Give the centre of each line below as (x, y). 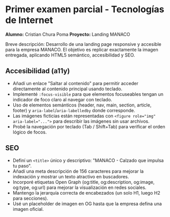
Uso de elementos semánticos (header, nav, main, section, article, (82, 105)
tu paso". (22, 166)
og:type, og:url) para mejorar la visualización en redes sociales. (79, 187)
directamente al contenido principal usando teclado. (67, 89)
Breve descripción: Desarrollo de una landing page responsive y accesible (83, 44)
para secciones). (30, 198)
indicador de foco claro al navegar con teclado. (62, 99)
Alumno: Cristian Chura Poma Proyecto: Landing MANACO (68, 34)
